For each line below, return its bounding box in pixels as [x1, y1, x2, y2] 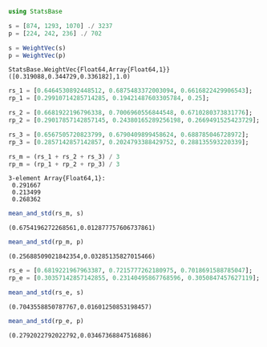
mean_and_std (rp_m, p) [8, 238, 84, 246]
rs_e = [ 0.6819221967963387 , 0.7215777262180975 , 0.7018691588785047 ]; [8, 267, 253, 275]
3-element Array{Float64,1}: [8, 175, 106, 183]
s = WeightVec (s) [8, 44, 67, 52]
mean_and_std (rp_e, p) [8, 317, 84, 325]
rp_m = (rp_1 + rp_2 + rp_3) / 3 [8, 160, 120, 168]
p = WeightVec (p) [8, 51, 67, 59]
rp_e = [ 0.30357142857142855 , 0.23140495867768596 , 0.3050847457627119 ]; [8, 274, 261, 282]
